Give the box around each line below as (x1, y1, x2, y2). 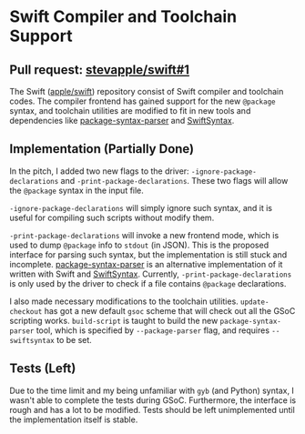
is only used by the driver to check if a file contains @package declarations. (9, 278, 287, 288)
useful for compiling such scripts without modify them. (9, 212, 215, 223)
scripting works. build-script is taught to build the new (9, 315, 219, 326)
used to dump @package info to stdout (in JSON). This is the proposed (9, 239, 269, 250)
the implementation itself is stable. (9, 414, 138, 425)
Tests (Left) (9, 361, 76, 377)
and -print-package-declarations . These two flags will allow (60, 175, 289, 186)
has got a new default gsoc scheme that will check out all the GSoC (44, 305, 296, 316)
